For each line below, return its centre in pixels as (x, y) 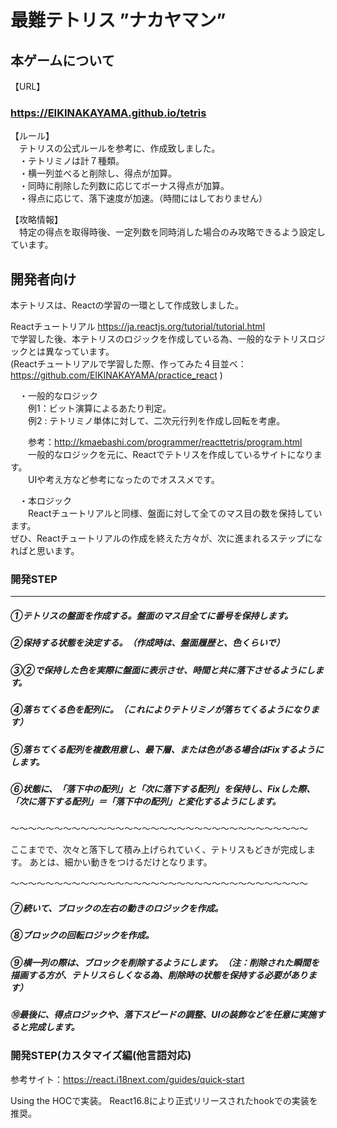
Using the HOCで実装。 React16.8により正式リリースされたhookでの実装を (164, 1100)
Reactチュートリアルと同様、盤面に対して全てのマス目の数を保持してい (175, 513)
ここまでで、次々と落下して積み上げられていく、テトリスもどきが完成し (158, 850)
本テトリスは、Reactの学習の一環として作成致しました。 (127, 305)
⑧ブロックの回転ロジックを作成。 (82, 935)
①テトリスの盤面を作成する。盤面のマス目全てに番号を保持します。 (152, 615)
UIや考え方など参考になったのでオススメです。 (123, 480)
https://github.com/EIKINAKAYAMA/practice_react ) (116, 375)
